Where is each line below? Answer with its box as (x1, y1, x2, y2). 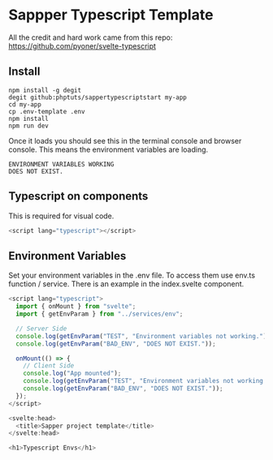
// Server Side (15, 325, 67, 333)
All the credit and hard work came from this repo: (8, 32, 173, 42)
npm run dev (8, 122, 49, 130)
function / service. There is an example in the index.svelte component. (8, 279, 245, 289)
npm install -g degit (8, 86, 82, 94)
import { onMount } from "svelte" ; (15, 303, 136, 311)
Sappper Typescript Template (8, 6, 214, 24)
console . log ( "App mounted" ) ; (23, 369, 122, 378)
